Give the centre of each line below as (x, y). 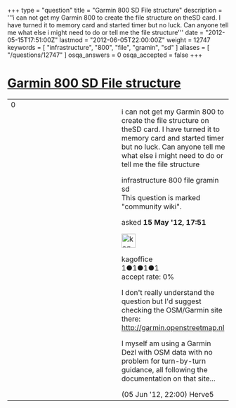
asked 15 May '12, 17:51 (164, 222)
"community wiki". (152, 206)
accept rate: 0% (148, 277)
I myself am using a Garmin (166, 343)
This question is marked (161, 197)
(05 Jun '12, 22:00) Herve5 (168, 394)
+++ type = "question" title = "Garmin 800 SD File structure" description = (115, 10)
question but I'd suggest (162, 301)
